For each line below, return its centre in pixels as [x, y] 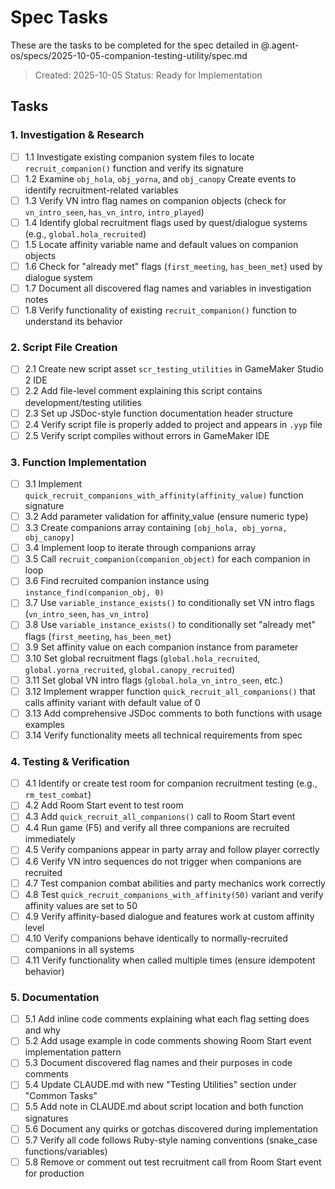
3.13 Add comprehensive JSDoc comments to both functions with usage [173, 713]
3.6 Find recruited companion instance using [117, 581]
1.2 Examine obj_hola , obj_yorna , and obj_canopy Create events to [160, 178]
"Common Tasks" [61, 1096]
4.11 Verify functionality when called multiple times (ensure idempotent [170, 960]
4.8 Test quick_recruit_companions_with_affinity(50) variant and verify [174, 894]
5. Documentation [55, 997]
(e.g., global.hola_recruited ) [85, 233]
